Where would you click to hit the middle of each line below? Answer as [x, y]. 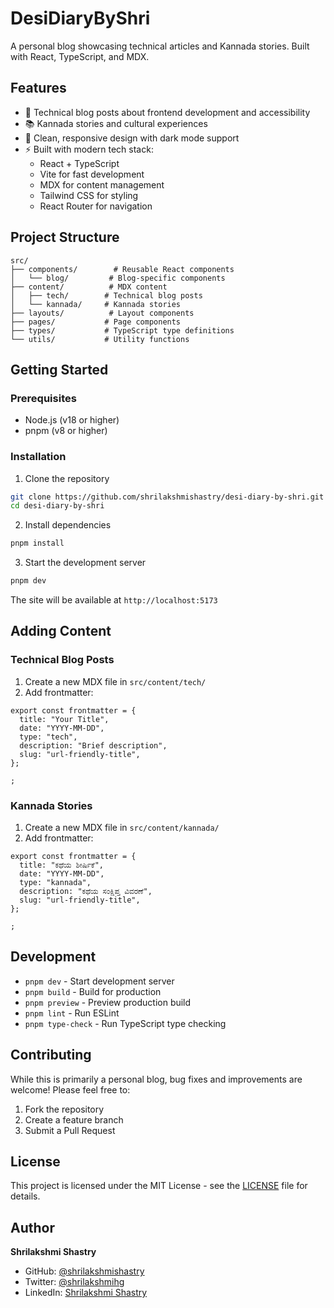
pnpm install [37, 543]
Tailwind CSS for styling [89, 195]
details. [25, 1196]
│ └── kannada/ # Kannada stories [96, 304]
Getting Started [59, 369]
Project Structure [65, 237]
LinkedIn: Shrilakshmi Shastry [86, 1293]
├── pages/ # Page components [96, 322]
